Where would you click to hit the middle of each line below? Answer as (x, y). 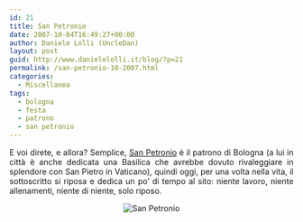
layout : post (34, 51)
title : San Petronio (48, 26)
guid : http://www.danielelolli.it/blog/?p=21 (96, 60)
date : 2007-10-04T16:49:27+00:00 (72, 34)
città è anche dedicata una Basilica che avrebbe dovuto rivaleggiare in (151, 162)
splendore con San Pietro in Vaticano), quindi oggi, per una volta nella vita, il (151, 171)
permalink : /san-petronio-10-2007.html (84, 69)
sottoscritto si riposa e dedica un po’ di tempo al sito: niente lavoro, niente (151, 181)
